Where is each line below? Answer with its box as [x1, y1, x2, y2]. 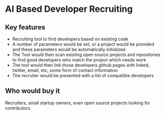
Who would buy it [5, 87, 60, 95]
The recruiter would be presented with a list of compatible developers [12, 73, 154, 78]
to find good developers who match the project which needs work [12, 57, 146, 62]
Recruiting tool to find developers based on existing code [12, 36, 129, 42]
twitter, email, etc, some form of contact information [12, 67, 118, 73]
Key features [5, 23, 45, 31]
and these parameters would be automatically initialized [12, 47, 126, 52]
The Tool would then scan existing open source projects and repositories [12, 52, 161, 57]
